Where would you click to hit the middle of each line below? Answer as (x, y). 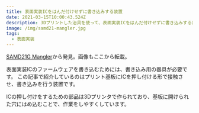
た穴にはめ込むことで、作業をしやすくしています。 (68, 104)
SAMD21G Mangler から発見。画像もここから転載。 (68, 56)
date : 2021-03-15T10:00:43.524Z (46, 17)
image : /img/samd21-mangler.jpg (46, 28)
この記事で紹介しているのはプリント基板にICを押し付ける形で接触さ (100, 77)
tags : (13, 34)
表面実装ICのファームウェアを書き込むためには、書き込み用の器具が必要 (94, 69)
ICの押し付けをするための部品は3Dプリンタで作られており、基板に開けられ (98, 96)
